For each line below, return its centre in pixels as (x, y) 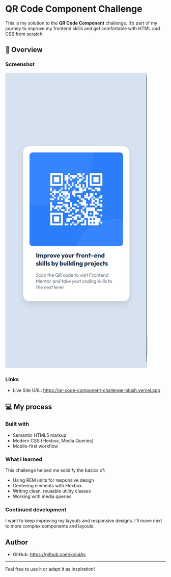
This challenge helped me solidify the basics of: (55, 470)
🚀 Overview (24, 50)
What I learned (24, 459)
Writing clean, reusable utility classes (52, 491)
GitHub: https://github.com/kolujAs (49, 555)
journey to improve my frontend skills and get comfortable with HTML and (83, 28)
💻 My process (29, 407)
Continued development (36, 509)
